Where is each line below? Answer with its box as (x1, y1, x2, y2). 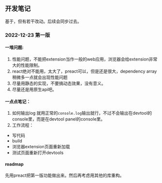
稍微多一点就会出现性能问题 (12, 74, 68, 80)
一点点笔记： (5, 98, 31, 104)
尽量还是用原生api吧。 (12, 86, 57, 92)
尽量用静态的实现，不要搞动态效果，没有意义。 (12, 80, 106, 86)
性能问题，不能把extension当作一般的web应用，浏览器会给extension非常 (12, 56, 158, 62)
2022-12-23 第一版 (5, 31, 50, 38)
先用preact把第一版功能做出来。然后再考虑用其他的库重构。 (5, 172, 125, 178)
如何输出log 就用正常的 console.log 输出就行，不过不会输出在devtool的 (12, 110, 152, 116)
